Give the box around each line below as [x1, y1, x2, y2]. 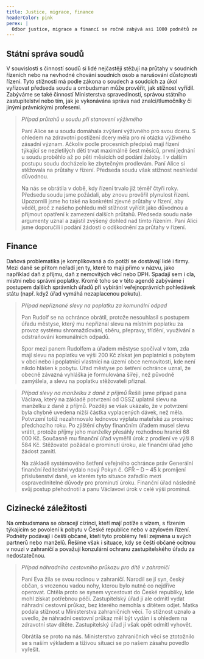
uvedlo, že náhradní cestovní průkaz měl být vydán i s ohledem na [21, 614, 188, 622]
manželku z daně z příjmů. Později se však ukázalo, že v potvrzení [21, 402, 188, 409]
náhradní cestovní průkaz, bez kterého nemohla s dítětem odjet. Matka [21, 601, 199, 608]
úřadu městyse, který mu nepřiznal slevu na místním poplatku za [21, 320, 184, 327]
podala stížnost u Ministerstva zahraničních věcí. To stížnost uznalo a [21, 608, 196, 615]
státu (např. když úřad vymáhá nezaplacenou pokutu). [6, 289, 142, 297]
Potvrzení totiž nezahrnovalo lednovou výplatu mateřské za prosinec [21, 415, 194, 422]
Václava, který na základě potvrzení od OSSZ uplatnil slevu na [21, 395, 177, 403]
